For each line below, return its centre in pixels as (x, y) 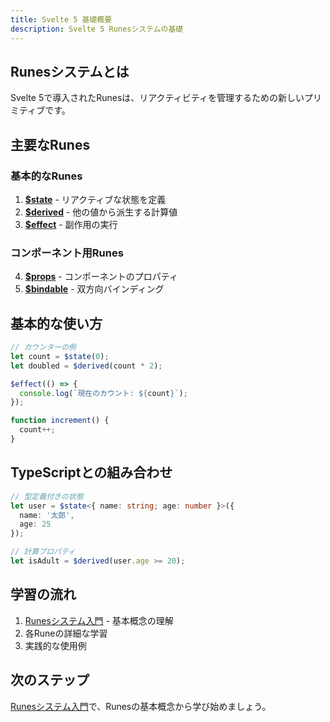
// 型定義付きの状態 (47, 496)
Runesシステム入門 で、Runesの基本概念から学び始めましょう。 (141, 706)
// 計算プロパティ (43, 552)
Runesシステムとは (70, 71)
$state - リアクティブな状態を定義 (95, 199)
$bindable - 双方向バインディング (94, 289)
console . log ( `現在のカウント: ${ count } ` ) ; (103, 393)
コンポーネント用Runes (67, 253)
